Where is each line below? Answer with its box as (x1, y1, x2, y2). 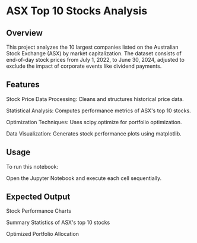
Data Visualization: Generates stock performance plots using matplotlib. (6, 130, 182, 137)
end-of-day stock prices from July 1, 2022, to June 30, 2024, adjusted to (6, 56, 185, 63)
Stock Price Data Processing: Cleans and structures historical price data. (6, 95, 184, 102)
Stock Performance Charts (6, 207, 71, 214)
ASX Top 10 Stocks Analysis (6, 4, 148, 18)
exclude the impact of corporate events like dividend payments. (6, 62, 162, 70)
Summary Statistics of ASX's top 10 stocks (6, 219, 110, 226)
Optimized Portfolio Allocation (6, 231, 79, 238)
